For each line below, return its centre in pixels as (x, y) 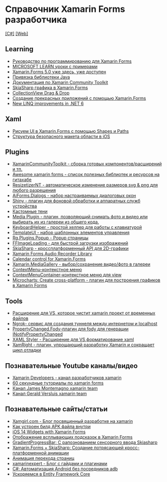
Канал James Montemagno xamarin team (55, 388)
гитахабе (22, 180)
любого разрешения (34, 191)
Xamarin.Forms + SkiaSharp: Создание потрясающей (68, 447)
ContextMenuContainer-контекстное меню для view (67, 275)
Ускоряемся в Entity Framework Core (51, 474)
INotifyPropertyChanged (38, 334)
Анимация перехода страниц (43, 458)
